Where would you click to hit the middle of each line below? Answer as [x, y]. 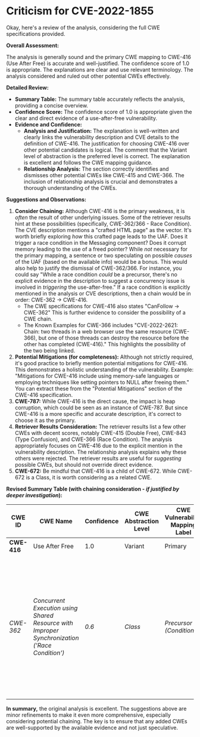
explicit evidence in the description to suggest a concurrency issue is [100, 280]
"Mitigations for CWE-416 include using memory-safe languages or [97, 376]
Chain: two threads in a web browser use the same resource [97, 331]
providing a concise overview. [51, 105]
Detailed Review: [27, 87]
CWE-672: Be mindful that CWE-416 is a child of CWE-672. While [96, 471]
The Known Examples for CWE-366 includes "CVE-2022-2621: [101, 325]
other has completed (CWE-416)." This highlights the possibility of [105, 344]
